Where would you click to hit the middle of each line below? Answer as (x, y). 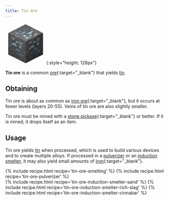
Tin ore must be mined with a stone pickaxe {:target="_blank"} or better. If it (84, 116)
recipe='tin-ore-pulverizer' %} (37, 176)
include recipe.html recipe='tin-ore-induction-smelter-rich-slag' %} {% (80, 188)
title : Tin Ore (21, 11)
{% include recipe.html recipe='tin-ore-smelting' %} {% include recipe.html (85, 171)
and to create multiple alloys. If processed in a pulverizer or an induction (81, 156)
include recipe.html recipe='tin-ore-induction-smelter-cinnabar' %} (76, 193)
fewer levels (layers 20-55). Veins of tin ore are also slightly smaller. (77, 106)
